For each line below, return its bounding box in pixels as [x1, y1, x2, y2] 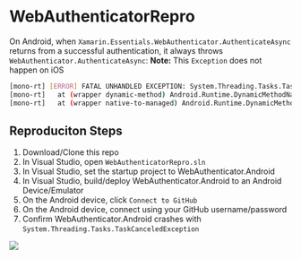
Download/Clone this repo [21, 147, 119, 158]
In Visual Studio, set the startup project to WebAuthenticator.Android [21, 166, 276, 177]
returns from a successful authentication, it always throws [9, 45, 224, 56]
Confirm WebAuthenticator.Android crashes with [21, 213, 202, 225]
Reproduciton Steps [9, 123, 123, 138]
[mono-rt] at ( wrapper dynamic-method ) [9, 90, 167, 99]
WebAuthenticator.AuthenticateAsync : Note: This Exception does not [9, 55, 262, 65]
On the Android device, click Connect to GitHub [21, 194, 198, 205]
